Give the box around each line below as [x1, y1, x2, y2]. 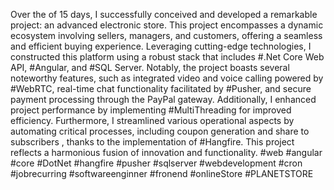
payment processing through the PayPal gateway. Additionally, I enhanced [10, 94, 317, 105]
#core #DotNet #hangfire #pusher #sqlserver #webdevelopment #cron [10, 157, 303, 169]
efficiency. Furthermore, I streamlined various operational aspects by [10, 115, 295, 126]
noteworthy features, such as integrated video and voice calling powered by [10, 72, 324, 84]
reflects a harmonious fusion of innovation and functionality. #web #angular [10, 147, 323, 158]
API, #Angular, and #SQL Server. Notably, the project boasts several [10, 62, 290, 73]
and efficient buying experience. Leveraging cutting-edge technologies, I [10, 40, 312, 52]
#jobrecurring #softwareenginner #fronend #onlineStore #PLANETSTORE [10, 168, 314, 179]
